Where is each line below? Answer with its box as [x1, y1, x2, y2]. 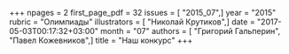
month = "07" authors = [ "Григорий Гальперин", [100, 26, 281, 36]
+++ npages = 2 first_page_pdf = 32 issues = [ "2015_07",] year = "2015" [9, 8, 277, 17]
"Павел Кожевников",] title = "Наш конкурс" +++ [9, 35, 193, 45]
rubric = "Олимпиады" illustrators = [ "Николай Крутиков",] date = [9, 17, 255, 27]
